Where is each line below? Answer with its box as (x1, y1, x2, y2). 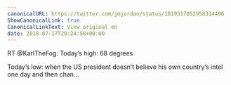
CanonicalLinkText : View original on (7, 23, 118, 30)
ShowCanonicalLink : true (7, 17, 80, 24)
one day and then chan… (7, 70, 79, 79)
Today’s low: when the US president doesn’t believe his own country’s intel (7, 63, 223, 71)
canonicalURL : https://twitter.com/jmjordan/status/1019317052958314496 (7, 10, 225, 18)
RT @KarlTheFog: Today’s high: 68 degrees (7, 49, 133, 58)
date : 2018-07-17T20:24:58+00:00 (7, 30, 105, 37)
